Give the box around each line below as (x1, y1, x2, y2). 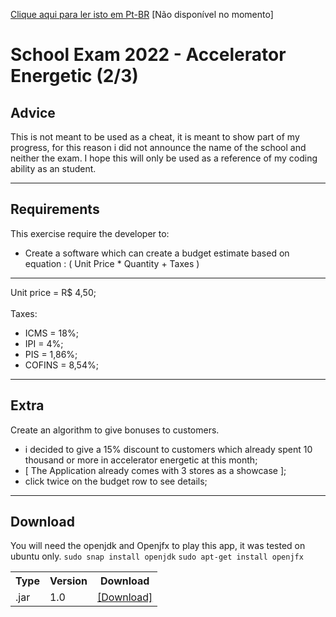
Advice (10, 104, 56, 121)
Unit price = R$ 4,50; (10, 286, 97, 298)
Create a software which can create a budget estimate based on (24, 247, 290, 259)
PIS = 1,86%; (24, 348, 78, 360)
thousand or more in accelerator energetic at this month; (24, 454, 258, 466)
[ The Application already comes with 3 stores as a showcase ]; (24, 464, 287, 476)
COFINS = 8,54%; (24, 359, 99, 371)
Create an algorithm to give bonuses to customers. (10, 424, 220, 436)
